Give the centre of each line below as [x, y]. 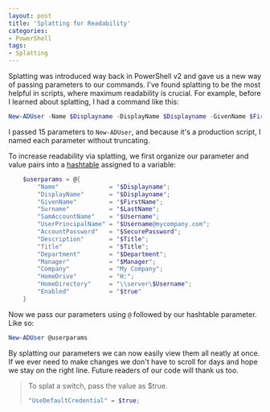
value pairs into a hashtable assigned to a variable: [92, 164]
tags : [17, 46]
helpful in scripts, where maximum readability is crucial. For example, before [135, 93]
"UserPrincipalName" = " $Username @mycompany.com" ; [124, 225]
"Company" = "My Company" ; [100, 269]
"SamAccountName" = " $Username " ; [98, 217]
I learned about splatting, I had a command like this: [94, 102]
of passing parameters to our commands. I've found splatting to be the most [135, 84]
